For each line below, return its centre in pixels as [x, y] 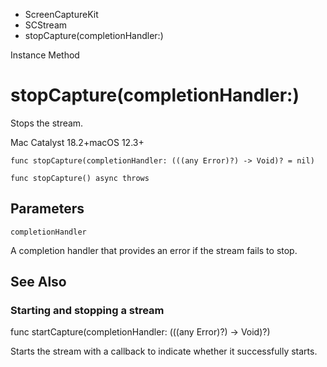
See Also [38, 282]
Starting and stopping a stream [87, 311]
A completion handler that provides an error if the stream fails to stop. [154, 250]
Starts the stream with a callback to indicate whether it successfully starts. [164, 351]
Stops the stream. [47, 123]
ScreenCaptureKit [61, 14]
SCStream [46, 25]
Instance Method [45, 55]
